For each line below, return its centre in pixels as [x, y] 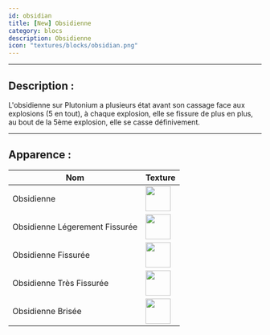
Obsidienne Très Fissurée [61, 283]
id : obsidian [30, 16]
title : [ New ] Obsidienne [50, 23]
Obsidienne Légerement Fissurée [75, 227]
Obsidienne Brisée [47, 311]
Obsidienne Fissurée [51, 255]
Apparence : [40, 155]
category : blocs [35, 31]
